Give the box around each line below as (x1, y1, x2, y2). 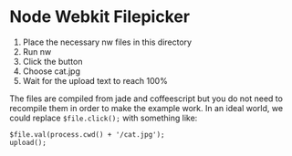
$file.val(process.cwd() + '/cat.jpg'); (9, 130, 166, 139)
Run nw (22, 46, 52, 57)
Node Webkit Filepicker (9, 6, 190, 27)
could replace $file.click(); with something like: (9, 112, 198, 123)
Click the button (22, 56, 83, 67)
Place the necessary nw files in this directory (22, 36, 193, 47)
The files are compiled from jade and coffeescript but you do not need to (9, 93, 283, 104)
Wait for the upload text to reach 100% (22, 75, 169, 86)
